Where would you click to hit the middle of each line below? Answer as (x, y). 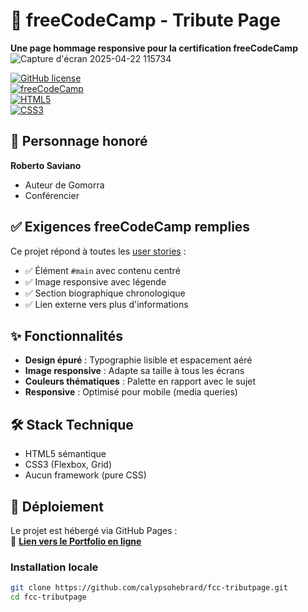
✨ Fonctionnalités (67, 335)
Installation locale (54, 567)
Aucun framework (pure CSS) (85, 475)
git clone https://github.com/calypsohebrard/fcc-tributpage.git (149, 588)
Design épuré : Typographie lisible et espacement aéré (138, 360)
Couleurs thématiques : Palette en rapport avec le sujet (140, 381)
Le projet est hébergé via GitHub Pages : (94, 530)
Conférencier (52, 195)
